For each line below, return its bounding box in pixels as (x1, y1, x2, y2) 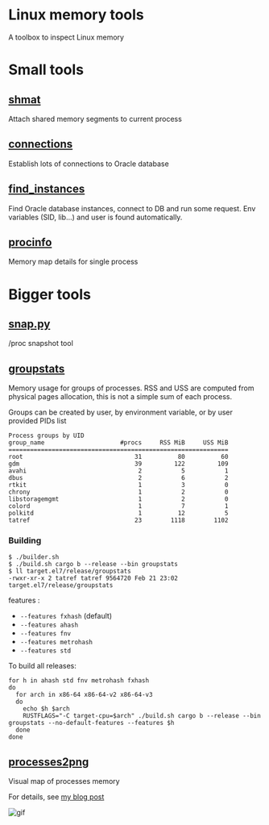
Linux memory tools (8, 6, 145, 24)
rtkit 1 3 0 (8, 481, 229, 490)
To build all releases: (8, 661, 77, 671)
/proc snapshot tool (8, 339, 74, 348)
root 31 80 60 (8, 453, 229, 461)
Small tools (8, 60, 85, 79)
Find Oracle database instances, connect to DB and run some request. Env (8, 203, 256, 213)
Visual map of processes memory (8, 777, 120, 786)
